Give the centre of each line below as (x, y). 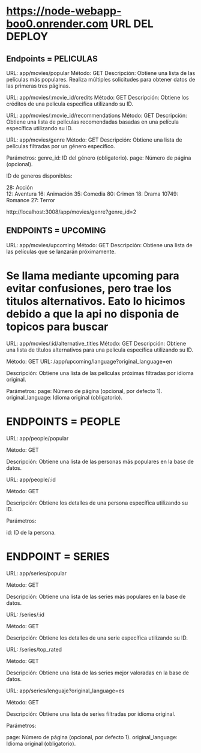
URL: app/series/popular (37, 573)
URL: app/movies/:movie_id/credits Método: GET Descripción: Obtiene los (97, 97)
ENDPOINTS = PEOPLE (64, 421)
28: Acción (19, 187)
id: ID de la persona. (31, 532)
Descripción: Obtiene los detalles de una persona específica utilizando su (97, 503)
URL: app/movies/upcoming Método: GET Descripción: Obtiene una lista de (100, 245)
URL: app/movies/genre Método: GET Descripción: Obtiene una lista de (94, 140)
